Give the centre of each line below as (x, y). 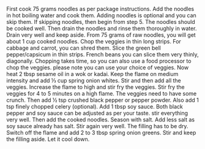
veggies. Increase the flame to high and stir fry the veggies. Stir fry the (95, 87)
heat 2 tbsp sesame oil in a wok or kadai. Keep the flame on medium (92, 74)
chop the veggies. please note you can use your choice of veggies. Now (98, 67)
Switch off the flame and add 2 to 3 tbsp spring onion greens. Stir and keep (101, 132)
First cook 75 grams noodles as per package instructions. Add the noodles (100, 9)
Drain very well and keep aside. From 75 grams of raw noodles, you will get (101, 35)
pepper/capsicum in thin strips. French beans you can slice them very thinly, (102, 54)
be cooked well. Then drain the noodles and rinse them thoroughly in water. (102, 28)
